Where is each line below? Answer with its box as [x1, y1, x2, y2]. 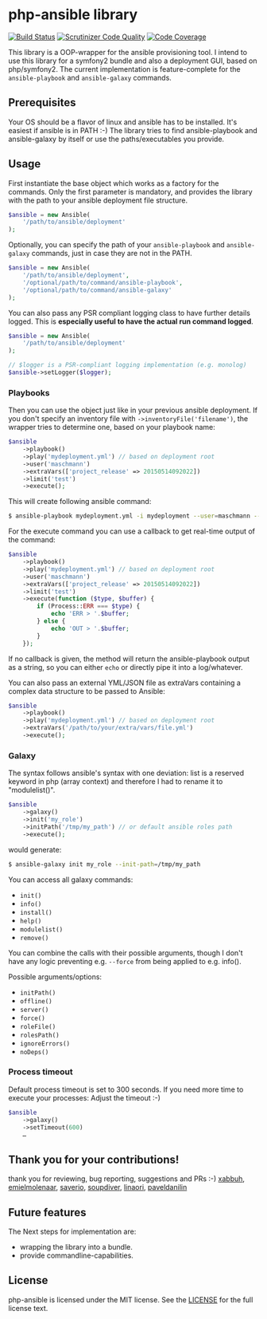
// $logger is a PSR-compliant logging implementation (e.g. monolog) [8, 361, 247, 369]
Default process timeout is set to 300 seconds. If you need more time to [8, 1085, 244, 1094]
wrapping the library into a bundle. [19, 1242, 133, 1251]
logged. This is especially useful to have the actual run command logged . [8, 317, 254, 326]
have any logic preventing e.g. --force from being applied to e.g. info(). [8, 956, 242, 966]
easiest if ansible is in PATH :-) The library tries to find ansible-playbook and [8, 125, 257, 135]
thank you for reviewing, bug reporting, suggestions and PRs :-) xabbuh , [8, 1174, 245, 1183]
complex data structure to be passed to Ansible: [8, 686, 165, 695]
